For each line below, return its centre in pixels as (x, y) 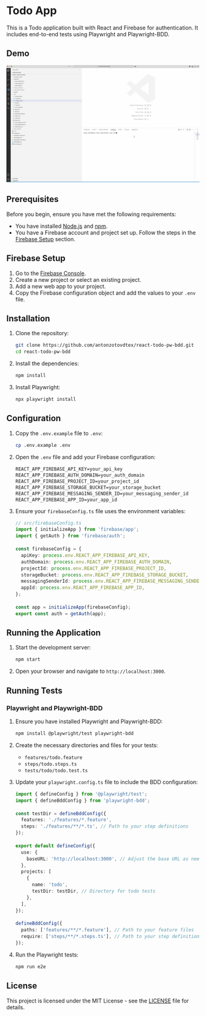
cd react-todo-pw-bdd (43, 352)
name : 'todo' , (50, 885)
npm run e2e (30, 967)
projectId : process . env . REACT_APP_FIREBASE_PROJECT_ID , (94, 568)
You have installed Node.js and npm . (61, 226)
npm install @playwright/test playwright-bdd (74, 734)
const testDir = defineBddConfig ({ (61, 813)
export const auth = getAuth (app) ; (61, 614)
